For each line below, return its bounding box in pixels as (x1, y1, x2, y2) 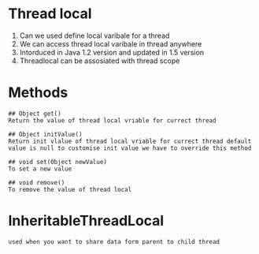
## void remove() (8, 178, 65, 186)
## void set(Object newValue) (8, 158, 108, 166)
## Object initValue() (8, 130, 83, 138)
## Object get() (8, 110, 61, 118)
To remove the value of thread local (8, 185, 132, 193)
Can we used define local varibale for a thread (19, 31, 170, 40)
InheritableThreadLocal (8, 212, 165, 230)
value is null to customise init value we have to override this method (8, 144, 252, 152)
